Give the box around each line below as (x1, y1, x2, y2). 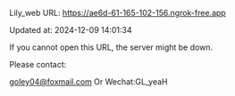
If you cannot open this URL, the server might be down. (9, 42, 213, 52)
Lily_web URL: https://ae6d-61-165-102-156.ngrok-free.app (9, 8, 226, 18)
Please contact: (9, 60, 67, 69)
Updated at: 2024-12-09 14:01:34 (9, 25, 132, 35)
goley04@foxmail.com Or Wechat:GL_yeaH (9, 76, 168, 87)
